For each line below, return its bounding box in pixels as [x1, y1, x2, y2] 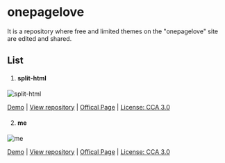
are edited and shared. [7, 34, 72, 42]
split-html [17, 74, 47, 82]
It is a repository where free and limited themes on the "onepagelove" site [7, 27, 219, 35]
